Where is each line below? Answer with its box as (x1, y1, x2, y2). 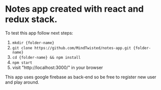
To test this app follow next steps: (5, 30, 74, 36)
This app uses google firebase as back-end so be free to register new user (5, 74, 157, 80)
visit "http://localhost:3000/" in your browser (12, 65, 103, 70)
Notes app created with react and (5, 3, 144, 15)
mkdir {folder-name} (12, 40, 54, 45)
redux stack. (5, 14, 57, 25)
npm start (12, 60, 33, 65)
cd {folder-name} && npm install (12, 55, 81, 60)
